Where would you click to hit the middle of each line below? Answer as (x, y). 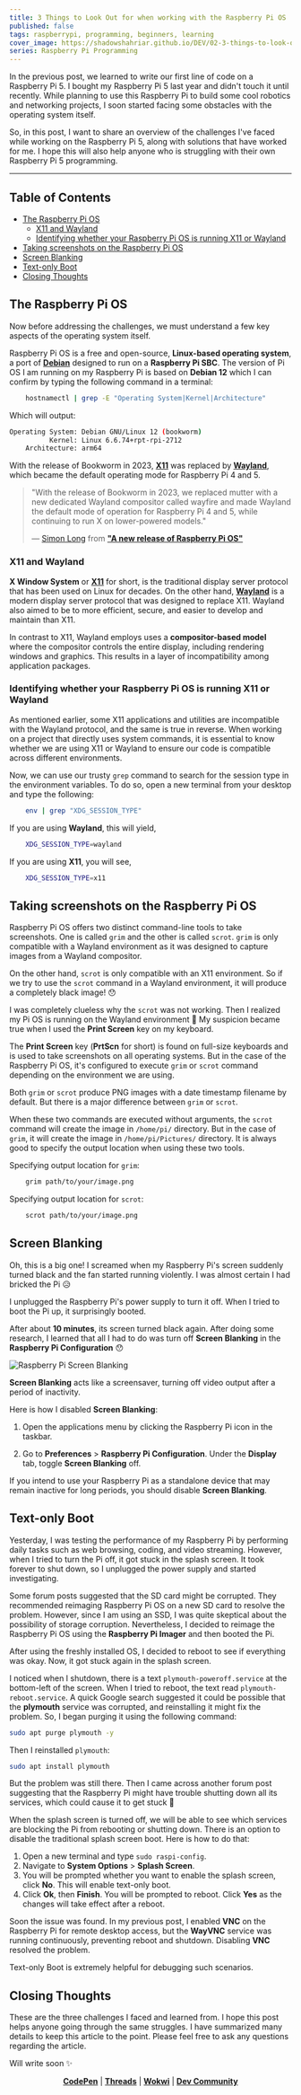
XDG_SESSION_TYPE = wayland (74, 844)
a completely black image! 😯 (63, 992)
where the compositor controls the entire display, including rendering (137, 647)
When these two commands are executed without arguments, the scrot (141, 1120)
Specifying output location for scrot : (77, 1199)
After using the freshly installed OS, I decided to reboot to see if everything (148, 1651)
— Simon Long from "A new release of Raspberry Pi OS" (137, 539)
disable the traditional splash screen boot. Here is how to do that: (129, 1839)
